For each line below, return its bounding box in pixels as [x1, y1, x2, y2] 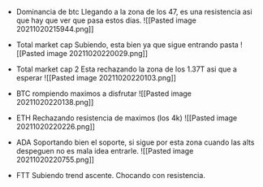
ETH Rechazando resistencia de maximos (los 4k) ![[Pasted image [15, 113, 238, 123]
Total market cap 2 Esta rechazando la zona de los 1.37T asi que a [15, 64, 238, 74]
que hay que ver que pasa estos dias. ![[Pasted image [15, 15, 196, 25]
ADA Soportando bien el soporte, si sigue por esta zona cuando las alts [15, 137, 255, 147]
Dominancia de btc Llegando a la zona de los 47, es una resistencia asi [15, 7, 253, 16]
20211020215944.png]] [15, 24, 94, 33]
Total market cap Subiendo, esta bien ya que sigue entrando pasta [15, 40, 239, 50]
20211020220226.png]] [15, 122, 96, 131]
